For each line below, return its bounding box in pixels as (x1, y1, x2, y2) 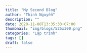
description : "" (5, 17, 39, 22)
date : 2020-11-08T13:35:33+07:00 (5, 21, 76, 27)
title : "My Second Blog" (5, 7, 58, 13)
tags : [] (5, 36, 24, 41)
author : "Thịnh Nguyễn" (5, 12, 56, 17)
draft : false (5, 40, 33, 45)
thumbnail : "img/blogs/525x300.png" (5, 26, 82, 31)
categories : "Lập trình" (5, 31, 58, 36)
